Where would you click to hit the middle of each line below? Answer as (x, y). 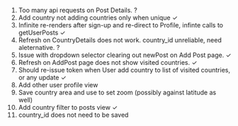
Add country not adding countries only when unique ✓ (98, 18)
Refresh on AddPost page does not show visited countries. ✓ (108, 62)
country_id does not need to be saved (73, 115)
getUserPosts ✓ (42, 32)
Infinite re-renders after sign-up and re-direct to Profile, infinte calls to (121, 25)
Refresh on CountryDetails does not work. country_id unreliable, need (120, 40)
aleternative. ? (39, 48)
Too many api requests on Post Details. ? (78, 10)
